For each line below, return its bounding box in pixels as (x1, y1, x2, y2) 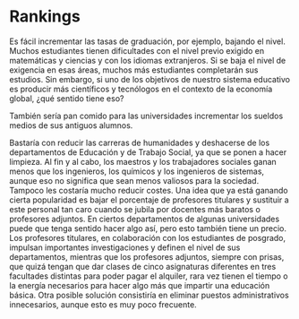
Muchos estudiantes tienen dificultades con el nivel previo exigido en (9, 45, 265, 56)
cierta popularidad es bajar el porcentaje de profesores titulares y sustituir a (9, 194, 289, 205)
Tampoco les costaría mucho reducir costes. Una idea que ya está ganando (9, 185, 288, 195)
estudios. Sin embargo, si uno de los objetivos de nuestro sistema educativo (9, 73, 291, 84)
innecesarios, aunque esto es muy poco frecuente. (9, 298, 197, 310)
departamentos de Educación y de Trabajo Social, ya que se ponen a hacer (9, 146, 287, 158)
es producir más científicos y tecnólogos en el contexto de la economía (9, 83, 273, 94)
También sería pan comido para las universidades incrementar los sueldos (9, 110, 284, 121)
